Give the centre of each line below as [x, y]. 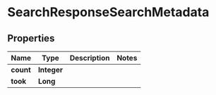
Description [90, 58]
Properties [31, 38]
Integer [50, 70]
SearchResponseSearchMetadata [108, 12]
